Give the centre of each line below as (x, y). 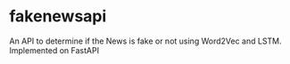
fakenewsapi (58, 16)
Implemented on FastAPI (54, 50)
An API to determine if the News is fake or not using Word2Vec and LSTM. (146, 41)
